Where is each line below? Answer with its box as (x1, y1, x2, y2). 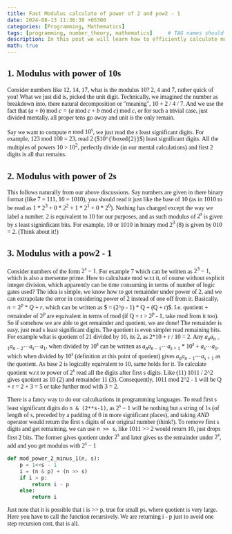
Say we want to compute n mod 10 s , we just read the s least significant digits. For (7, 127, 204, 136)
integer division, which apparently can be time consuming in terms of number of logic (7, 282, 215, 289)
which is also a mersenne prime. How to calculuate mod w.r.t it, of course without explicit (7, 275, 224, 282)
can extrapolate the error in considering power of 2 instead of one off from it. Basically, (7, 295, 219, 303)
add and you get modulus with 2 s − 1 (7, 441, 97, 450)
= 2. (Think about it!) (7, 228, 59, 235)
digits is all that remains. (7, 151, 67, 158)
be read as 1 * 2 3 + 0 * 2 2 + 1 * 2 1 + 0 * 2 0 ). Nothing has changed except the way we (7, 202, 213, 212)
